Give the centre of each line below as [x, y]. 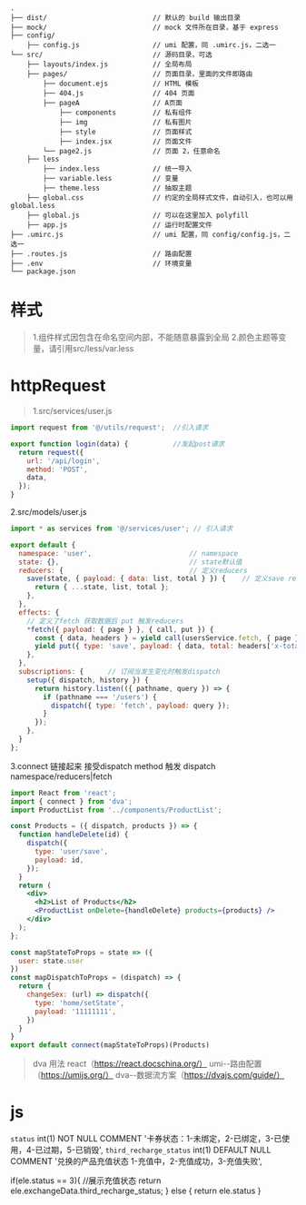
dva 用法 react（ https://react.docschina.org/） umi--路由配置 [147, 1064]
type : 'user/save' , [71, 852]
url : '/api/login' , [64, 461]
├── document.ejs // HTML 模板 [121, 84]
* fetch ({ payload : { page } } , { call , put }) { [120, 629]
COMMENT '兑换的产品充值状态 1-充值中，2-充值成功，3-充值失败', [136, 1161]
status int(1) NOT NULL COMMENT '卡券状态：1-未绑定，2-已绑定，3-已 [146, 1139]
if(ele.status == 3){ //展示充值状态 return [86, 1180]
